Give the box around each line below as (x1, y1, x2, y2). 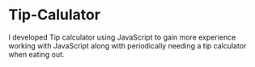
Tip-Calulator (8, 6, 101, 24)
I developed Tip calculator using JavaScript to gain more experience (8, 32, 236, 42)
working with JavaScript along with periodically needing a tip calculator (8, 40, 247, 50)
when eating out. (8, 49, 65, 59)
